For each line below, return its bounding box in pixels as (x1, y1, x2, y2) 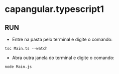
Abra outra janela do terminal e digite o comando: (12, 55, 115, 61)
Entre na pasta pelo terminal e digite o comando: (12, 36, 113, 42)
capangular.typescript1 (5, 3, 104, 15)
